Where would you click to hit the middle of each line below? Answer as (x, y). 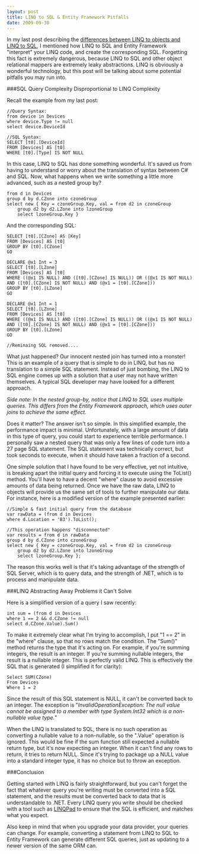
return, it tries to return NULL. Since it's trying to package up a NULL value (98, 754)
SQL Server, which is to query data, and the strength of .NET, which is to (95, 573)
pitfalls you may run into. (37, 77)
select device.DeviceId (36, 127)
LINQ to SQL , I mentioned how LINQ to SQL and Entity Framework (87, 46)
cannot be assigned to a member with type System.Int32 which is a (89, 711)
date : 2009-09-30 (28, 23)
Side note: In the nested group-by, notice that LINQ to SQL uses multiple (95, 400)
